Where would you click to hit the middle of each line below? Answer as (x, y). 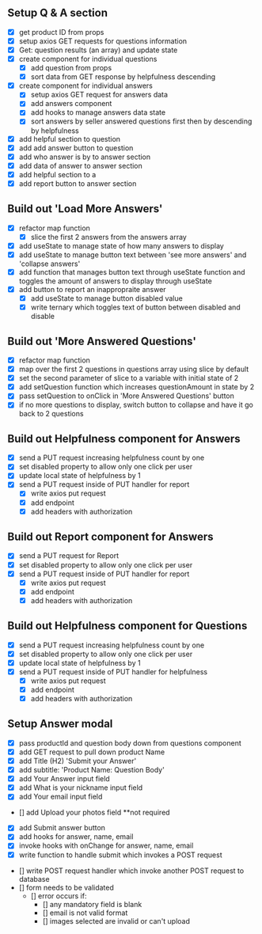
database (34, 879)
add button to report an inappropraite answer (93, 289)
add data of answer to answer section (81, 165)
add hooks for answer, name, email (76, 837)
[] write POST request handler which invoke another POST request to (131, 871)
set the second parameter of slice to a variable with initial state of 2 (129, 378)
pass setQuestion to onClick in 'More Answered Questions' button (126, 396)
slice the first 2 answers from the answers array (108, 237)
